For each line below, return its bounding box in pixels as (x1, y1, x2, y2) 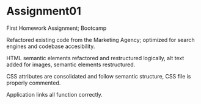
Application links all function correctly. (6, 91, 103, 98)
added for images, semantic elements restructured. (6, 61, 136, 68)
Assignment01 (6, 4, 81, 18)
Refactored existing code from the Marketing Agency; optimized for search (6, 36, 195, 43)
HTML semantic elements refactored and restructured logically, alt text (6, 54, 185, 61)
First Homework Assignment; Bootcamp (6, 24, 107, 32)
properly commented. (6, 79, 61, 86)
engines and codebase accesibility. (6, 43, 95, 50)
